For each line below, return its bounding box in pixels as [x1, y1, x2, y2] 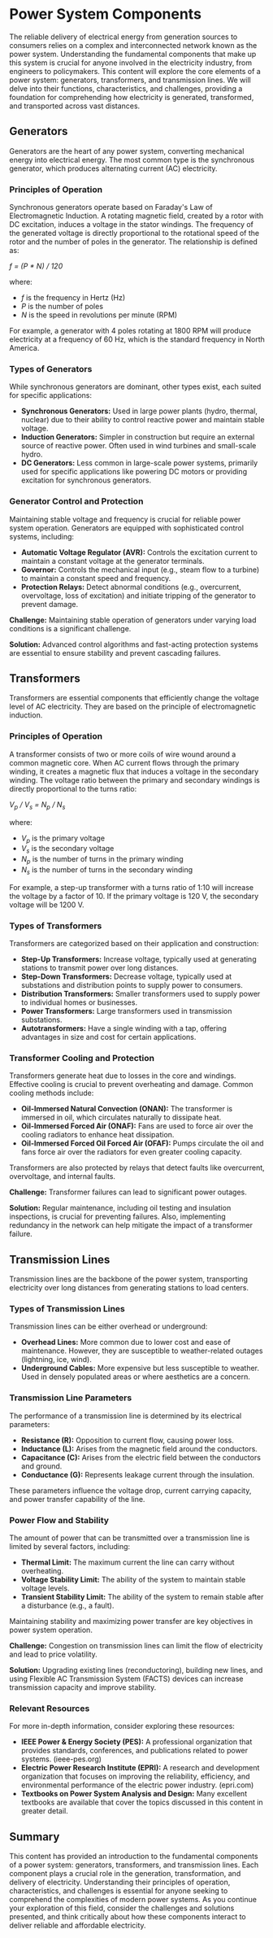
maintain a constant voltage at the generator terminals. [20, 556, 206, 565]
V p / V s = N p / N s [9, 799, 66, 811]
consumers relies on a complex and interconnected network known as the [9, 40, 258, 50]
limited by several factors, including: [9, 1542, 131, 1552]
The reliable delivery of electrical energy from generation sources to [9, 32, 238, 41]
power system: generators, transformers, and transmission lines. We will [9, 75, 251, 85]
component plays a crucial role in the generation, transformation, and [9, 1869, 241, 1879]
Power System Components [9, 5, 202, 24]
